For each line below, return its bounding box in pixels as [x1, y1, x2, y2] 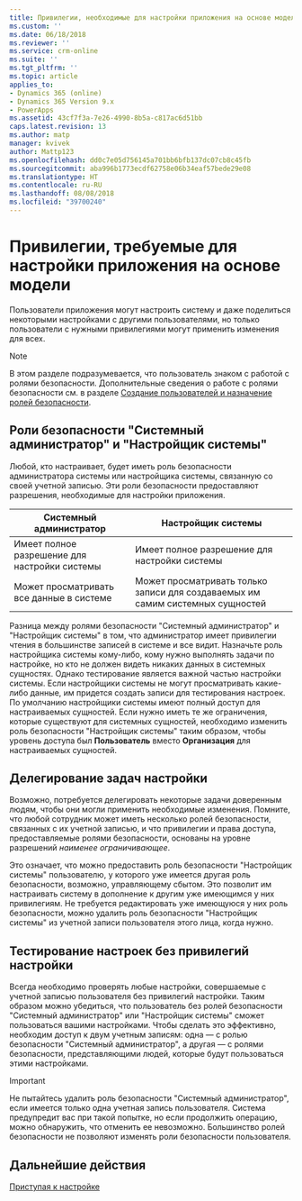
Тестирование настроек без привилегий [9, 943, 250, 959]
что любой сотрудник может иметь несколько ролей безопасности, [9, 814, 271, 824]
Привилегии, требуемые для [9, 236, 238, 257]
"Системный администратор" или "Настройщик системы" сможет [9, 1010, 265, 1021]
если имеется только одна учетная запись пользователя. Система [9, 1103, 267, 1114]
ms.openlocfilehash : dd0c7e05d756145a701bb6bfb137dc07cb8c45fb [9, 155, 252, 165]
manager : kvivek [9, 139, 70, 148]
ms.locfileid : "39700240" [9, 197, 106, 207]
